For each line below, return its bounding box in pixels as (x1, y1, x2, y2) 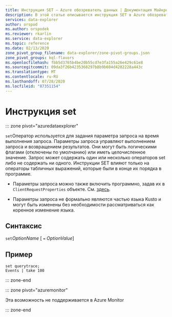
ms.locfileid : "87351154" (5, 83, 60, 89)
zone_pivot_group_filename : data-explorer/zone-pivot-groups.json (5, 50, 150, 55)
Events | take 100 (5, 268, 45, 273)
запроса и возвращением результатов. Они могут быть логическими (5, 143, 157, 150)
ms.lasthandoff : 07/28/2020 (5, 79, 66, 84)
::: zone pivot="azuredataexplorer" (5, 122, 78, 129)
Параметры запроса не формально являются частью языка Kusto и (12, 196, 161, 202)
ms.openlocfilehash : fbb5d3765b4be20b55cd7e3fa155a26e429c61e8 (5, 60, 143, 65)
